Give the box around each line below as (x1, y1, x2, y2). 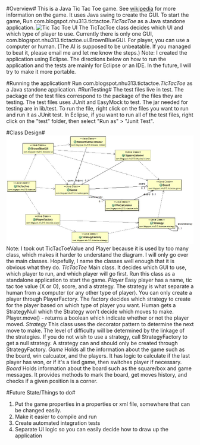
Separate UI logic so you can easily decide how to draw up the (14, 425, 168, 433)
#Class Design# (6, 129, 45, 136)
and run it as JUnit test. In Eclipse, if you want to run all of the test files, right (6, 111, 193, 118)
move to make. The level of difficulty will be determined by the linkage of (6, 327, 185, 334)
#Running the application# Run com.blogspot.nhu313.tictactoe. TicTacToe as (6, 80, 193, 87)
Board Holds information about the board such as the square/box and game (6, 365, 192, 372)
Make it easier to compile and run (14, 413, 97, 420)
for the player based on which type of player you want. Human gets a (6, 301, 176, 308)
